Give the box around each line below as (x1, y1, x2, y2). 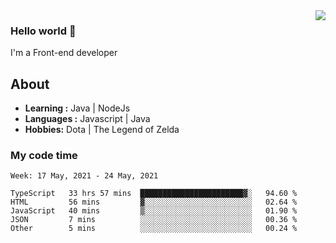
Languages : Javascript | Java (24, 113, 151, 125)
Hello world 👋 (10, 24, 77, 38)
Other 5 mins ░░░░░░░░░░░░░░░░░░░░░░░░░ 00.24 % (10, 224, 298, 234)
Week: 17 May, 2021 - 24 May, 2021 (10, 171, 159, 181)
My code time (10, 149, 78, 163)
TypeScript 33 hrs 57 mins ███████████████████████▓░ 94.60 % (10, 189, 298, 199)
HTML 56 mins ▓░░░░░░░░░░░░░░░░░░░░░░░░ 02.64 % (10, 197, 298, 208)
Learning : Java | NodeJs (24, 102, 131, 114)
